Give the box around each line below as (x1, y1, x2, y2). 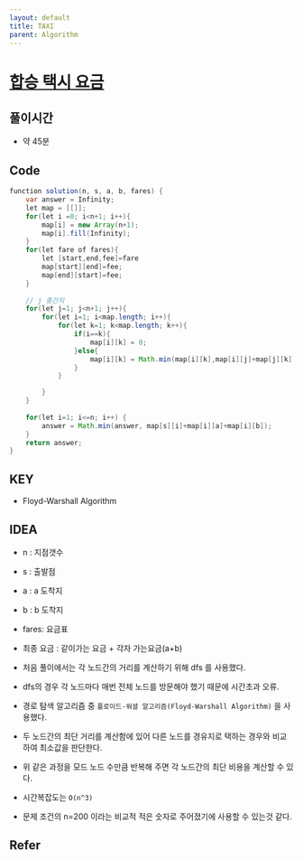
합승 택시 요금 (9, 71, 105, 92)
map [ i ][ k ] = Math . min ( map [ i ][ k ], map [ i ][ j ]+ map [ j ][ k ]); (89, 354, 300, 364)
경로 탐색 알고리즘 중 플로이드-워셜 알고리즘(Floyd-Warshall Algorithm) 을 (22, 700, 282, 711)
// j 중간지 (25, 295, 65, 305)
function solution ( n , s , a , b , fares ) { (9, 187, 164, 196)
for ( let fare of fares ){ (25, 246, 119, 255)
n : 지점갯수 (22, 546, 64, 557)
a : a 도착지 (22, 584, 63, 596)
